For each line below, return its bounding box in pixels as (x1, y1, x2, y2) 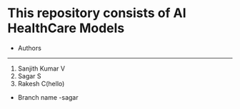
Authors (17, 43, 41, 52)
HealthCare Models (7, 20, 125, 36)
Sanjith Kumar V (17, 64, 66, 73)
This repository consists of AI (7, 5, 187, 21)
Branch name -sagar (17, 93, 79, 101)
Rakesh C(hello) (17, 79, 65, 88)
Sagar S (17, 71, 41, 80)
